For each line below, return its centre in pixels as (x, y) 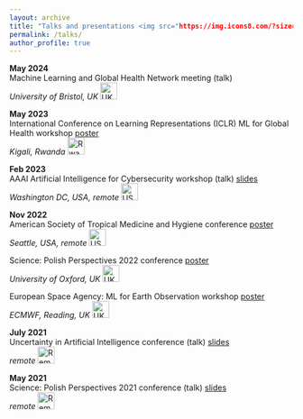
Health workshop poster (54, 133)
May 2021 (28, 378)
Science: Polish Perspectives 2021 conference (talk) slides (118, 387)
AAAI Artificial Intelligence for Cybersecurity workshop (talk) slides (134, 179)
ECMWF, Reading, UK (50, 315)
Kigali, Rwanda (37, 152)
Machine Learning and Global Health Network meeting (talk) (121, 78)
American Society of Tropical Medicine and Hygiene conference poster (142, 224)
